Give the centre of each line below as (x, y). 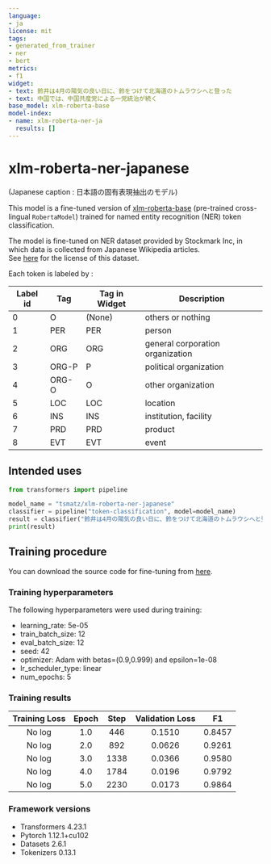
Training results (40, 698)
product (160, 429)
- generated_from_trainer (52, 46)
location (160, 403)
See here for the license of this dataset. (74, 258)
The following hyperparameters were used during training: (105, 610)
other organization (180, 384)
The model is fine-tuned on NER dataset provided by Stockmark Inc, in (126, 241)
